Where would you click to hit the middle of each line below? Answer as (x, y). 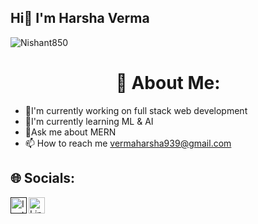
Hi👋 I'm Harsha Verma (80, 18)
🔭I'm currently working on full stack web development (136, 110)
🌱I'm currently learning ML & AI (89, 121)
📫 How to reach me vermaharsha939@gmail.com (128, 143)
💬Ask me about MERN (70, 132)
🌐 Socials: (43, 178)
